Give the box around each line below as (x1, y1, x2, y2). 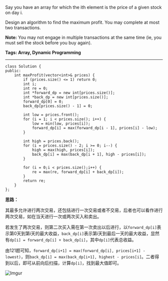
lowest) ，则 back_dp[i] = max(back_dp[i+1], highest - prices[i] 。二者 (5, 254, 155, 259)
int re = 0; (23, 86, 48, 91)
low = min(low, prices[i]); (31, 121, 91, 126)
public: (5, 68, 21, 73)
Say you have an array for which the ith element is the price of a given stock (5, 5, 162, 10)
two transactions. (5, 25, 41, 31)
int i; (23, 81, 37, 86)
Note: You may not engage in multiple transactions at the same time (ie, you (5, 35, 161, 40)
